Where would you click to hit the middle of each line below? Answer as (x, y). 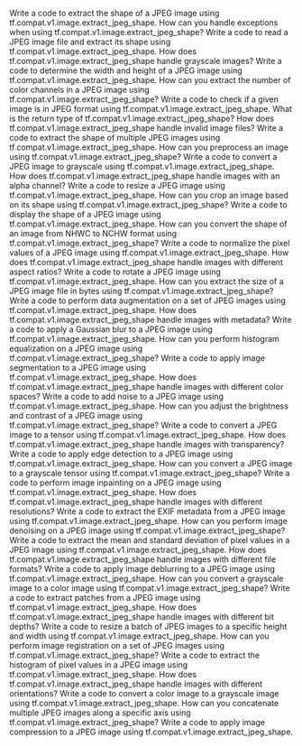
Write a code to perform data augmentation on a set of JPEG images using (147, 300)
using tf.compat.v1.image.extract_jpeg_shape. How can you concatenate (144, 703)
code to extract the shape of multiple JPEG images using (115, 138)
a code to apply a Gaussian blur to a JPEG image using (111, 329)
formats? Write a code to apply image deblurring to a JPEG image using (142, 569)
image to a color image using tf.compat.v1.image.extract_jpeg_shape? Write (150, 588)
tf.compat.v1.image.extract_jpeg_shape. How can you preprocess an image (149, 147)
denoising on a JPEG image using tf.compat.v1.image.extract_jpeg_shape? (147, 530)
